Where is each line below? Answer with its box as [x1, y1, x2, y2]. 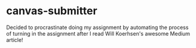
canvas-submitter [6, 4, 97, 18]
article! [6, 36, 23, 43]
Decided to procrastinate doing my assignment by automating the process [6, 24, 189, 31]
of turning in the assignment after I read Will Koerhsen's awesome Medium [6, 30, 190, 37]
